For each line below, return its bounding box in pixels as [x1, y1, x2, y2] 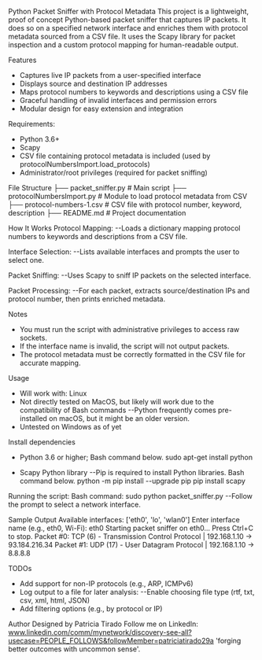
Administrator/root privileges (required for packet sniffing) [19, 168, 208, 177]
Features [8, 55, 37, 65]
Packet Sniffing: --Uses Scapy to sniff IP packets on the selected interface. [8, 271, 252, 280]
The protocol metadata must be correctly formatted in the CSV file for [19, 350, 245, 359]
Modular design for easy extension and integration [19, 104, 183, 113]
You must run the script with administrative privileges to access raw [19, 325, 240, 334]
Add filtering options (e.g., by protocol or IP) [19, 604, 163, 613]
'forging [215, 636, 242, 645]
